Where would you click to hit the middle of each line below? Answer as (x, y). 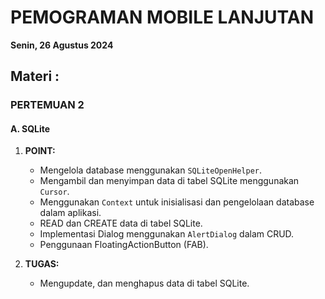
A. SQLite (30, 128)
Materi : (35, 76)
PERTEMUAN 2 (47, 105)
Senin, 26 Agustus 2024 (62, 45)
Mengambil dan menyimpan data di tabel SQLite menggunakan (169, 181)
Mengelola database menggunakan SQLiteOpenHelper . (151, 170)
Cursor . (54, 192)
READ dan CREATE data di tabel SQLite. (121, 223)
